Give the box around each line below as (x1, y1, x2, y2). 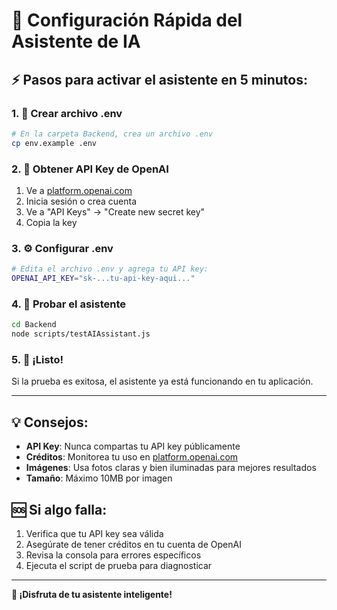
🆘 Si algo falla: (11, 501, 108, 518)
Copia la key (25, 216, 78, 228)
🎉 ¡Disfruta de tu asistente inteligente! (11, 588, 173, 600)
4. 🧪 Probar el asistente (11, 297, 127, 311)
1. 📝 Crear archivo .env (11, 106, 123, 120)
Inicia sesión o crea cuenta (25, 195, 138, 207)
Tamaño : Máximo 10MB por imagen (25, 472, 173, 484)
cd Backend (11, 320, 57, 330)
